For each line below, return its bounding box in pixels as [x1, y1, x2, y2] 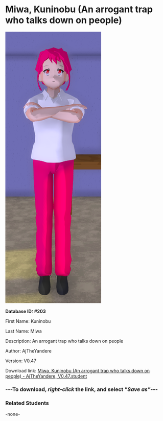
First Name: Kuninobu [5, 318, 51, 324]
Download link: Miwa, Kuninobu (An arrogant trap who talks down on [5, 367, 150, 373]
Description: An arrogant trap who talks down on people [5, 338, 124, 344]
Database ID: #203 [5, 308, 46, 314]
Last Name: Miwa [5, 328, 42, 334]
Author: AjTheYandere [5, 347, 52, 354]
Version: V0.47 [5, 358, 37, 364]
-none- [5, 411, 20, 417]
